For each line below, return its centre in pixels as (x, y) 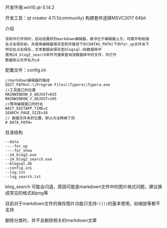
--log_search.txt (23, 177)
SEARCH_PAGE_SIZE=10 (27, 113)
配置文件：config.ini (26, 70)
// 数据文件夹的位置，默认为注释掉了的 (40, 118)
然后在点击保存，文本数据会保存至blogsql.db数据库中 (54, 49)
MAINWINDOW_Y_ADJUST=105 (31, 99)
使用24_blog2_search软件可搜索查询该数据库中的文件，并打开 (61, 55)
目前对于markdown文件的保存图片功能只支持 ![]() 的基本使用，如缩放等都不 (83, 203)
